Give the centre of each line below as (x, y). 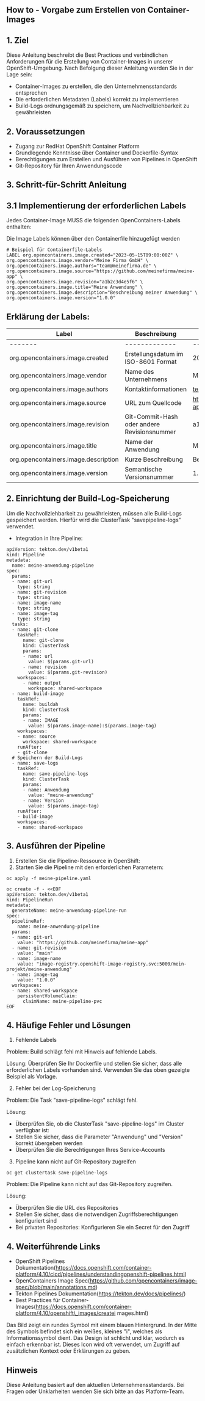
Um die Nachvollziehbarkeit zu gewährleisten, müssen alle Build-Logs (94, 513)
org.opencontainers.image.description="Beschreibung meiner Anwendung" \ (102, 293)
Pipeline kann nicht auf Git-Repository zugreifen (75, 1162)
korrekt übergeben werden (49, 1143)
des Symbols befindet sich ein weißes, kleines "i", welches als (85, 1331)
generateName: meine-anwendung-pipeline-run (69, 910)
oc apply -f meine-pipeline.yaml (49, 878)
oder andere (142, 424)
